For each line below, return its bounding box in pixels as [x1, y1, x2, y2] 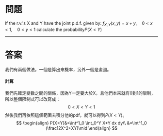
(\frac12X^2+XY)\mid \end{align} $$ [45, 125, 118, 131]
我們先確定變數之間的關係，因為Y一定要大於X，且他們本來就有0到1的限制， [5, 90, 156, 96]
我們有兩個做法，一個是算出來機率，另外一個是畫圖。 [5, 66, 112, 72]
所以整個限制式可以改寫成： [5, 96, 61, 102]
